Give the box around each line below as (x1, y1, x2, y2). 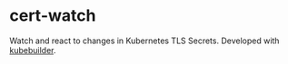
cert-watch (9, 5, 96, 26)
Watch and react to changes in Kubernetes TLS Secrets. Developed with (9, 35, 280, 46)
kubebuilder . (9, 44, 56, 55)
